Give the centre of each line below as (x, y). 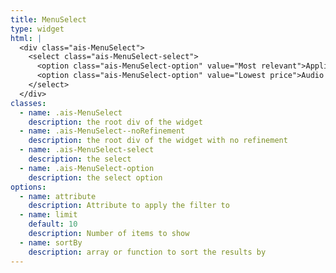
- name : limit (48, 215)
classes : (28, 103)
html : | (26, 38)
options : (28, 187)
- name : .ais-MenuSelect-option (87, 168)
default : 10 (53, 224)
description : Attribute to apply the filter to (129, 206)
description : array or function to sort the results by (147, 252)
